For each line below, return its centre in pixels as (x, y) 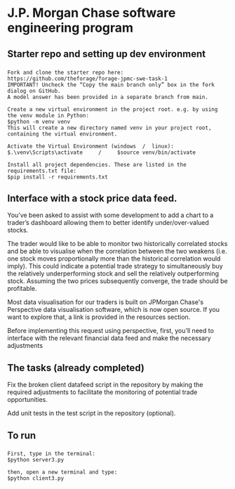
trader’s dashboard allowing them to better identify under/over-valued (108, 223)
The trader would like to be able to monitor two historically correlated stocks (117, 244)
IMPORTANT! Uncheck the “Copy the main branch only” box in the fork (111, 85)
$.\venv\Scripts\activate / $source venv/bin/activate (102, 152)
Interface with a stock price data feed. (92, 198)
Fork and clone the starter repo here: (66, 72)
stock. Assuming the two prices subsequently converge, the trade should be (117, 281)
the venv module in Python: (48, 115)
